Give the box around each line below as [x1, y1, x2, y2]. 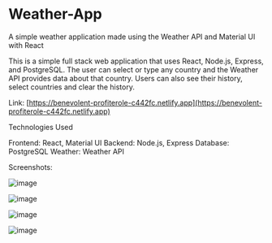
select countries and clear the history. [8, 82, 136, 92]
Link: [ [8, 98, 30, 107]
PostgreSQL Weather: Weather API [8, 146, 124, 156]
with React [8, 40, 45, 50]
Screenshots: [8, 162, 53, 171]
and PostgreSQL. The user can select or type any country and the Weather [8, 64, 259, 74]
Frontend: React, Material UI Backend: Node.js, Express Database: [8, 137, 230, 147]
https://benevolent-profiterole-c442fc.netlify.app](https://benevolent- [28, 98, 262, 107]
